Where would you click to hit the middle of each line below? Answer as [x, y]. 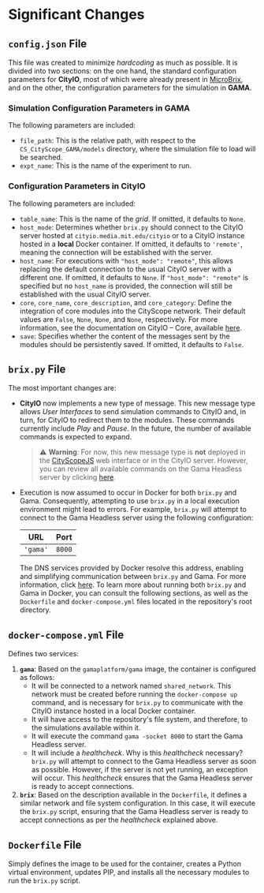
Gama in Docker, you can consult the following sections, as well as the [134, 593]
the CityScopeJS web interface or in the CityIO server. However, [143, 461]
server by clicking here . [78, 477]
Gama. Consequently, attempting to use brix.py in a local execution [130, 501]
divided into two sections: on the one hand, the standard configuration [123, 71]
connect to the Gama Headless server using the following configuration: [136, 517]
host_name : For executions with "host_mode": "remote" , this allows [126, 260]
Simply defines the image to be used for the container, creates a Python [125, 864]
